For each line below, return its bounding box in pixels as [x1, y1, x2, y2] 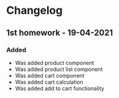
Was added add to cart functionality [14, 85, 105, 92]
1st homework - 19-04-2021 [6, 28, 114, 38]
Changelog [6, 4, 63, 17]
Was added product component [14, 59, 95, 66]
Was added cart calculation [14, 78, 83, 85]
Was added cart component [14, 72, 85, 79]
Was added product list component [14, 66, 103, 73]
